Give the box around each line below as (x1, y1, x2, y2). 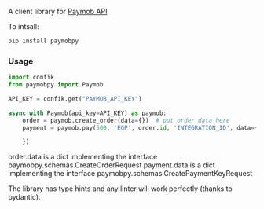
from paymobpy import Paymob (8, 81, 104, 89)
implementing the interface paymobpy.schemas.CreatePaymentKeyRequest (8, 169, 253, 178)
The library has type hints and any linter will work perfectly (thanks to (8, 184, 233, 193)
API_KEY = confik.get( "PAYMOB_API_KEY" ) (8, 94, 143, 103)
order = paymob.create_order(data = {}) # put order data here (22, 116, 230, 124)
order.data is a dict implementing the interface (8, 152, 158, 162)
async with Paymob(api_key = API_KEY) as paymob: (8, 109, 167, 117)
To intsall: (8, 22, 39, 31)
